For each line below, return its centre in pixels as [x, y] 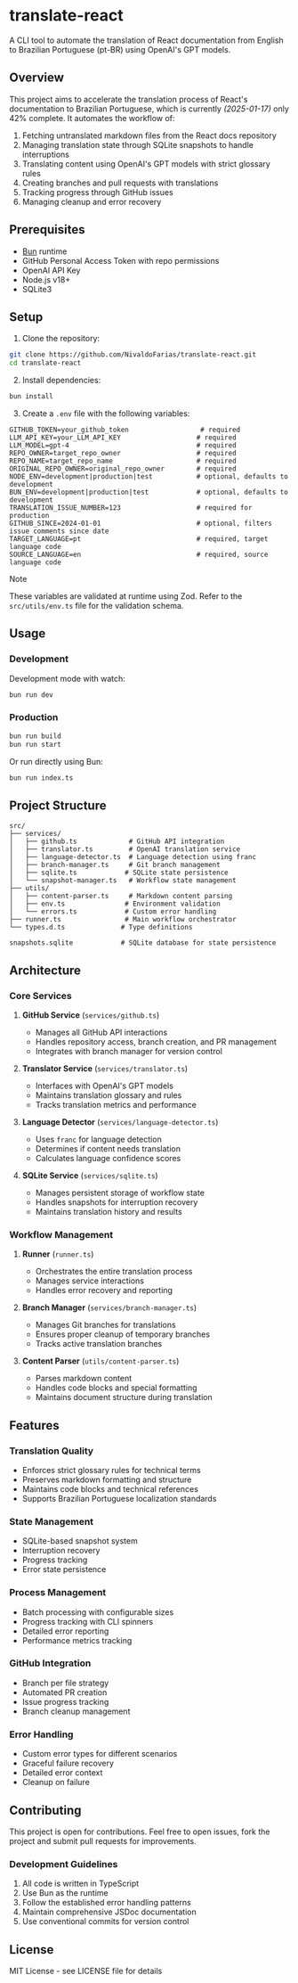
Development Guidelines [64, 1864]
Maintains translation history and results [109, 1211]
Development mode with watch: [68, 678]
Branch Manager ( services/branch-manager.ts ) [109, 1307]
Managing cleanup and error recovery [92, 201]
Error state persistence [64, 1569]
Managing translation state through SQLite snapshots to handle [137, 144]
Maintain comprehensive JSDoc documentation [109, 1912]
